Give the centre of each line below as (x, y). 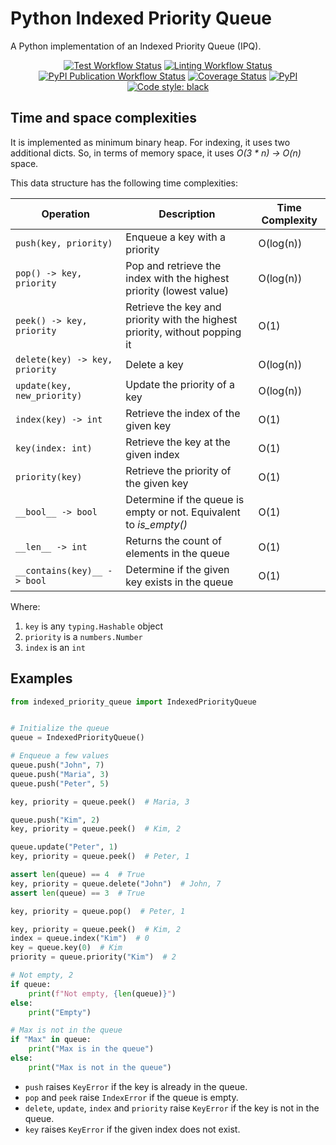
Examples (41, 678)
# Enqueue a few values (60, 756)
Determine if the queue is (185, 499)
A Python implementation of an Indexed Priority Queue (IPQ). (136, 46)
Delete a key (154, 364)
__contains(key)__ (59, 570)
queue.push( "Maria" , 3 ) (60, 774)
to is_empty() (156, 524)
